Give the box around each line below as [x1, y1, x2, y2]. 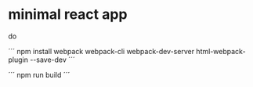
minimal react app [8, 5, 128, 24]
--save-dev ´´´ [30, 55, 76, 64]
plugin [8, 55, 29, 64]
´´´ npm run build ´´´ [8, 70, 70, 79]
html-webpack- [195, 46, 246, 56]
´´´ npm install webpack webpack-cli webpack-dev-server [8, 46, 194, 56]
